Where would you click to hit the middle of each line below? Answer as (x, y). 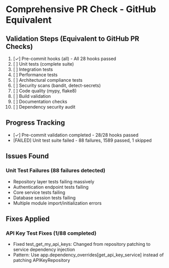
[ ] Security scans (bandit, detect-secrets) (57, 85)
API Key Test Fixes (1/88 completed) (51, 233)
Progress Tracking (35, 123)
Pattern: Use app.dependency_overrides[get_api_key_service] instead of (88, 255)
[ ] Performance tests (35, 75)
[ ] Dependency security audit (44, 107)
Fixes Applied (28, 219)
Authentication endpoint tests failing (51, 187)
